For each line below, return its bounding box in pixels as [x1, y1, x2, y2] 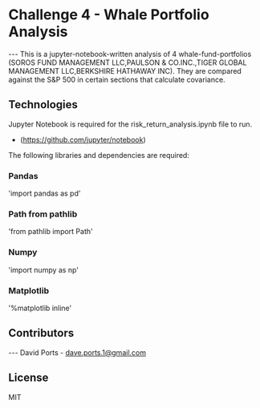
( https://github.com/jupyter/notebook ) [19, 135, 146, 144]
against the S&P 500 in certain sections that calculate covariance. [8, 75, 226, 84]
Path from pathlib [8, 208, 78, 220]
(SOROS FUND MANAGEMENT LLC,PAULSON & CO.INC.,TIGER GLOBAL [8, 58, 247, 67]
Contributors [8, 326, 75, 340]
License [8, 371, 49, 385]
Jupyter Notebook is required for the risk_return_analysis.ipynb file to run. [8, 119, 253, 129]
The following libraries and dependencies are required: [8, 150, 190, 160]
